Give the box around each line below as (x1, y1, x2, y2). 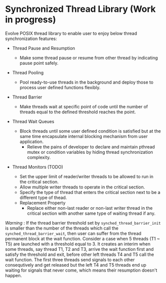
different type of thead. (19, 194, 67, 200)
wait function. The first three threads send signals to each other (5, 256, 135, 263)
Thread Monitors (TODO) (12, 164, 63, 170)
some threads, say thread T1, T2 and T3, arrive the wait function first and (5, 246, 154, 252)
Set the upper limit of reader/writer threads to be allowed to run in (19, 173, 154, 179)
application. (19, 139, 44, 144)
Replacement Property (19, 199, 66, 206)
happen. (5, 272, 22, 278)
